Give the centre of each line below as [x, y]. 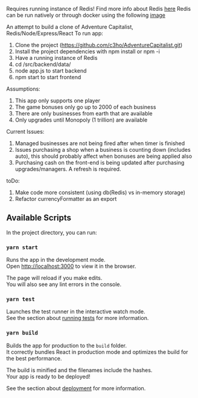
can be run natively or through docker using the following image [86, 15]
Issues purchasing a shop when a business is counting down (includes [103, 150]
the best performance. [34, 358]
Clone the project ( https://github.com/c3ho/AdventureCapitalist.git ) [99, 45]
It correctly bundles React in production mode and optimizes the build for [97, 352]
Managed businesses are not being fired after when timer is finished [100, 143]
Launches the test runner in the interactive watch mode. [76, 312]
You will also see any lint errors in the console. [64, 284]
